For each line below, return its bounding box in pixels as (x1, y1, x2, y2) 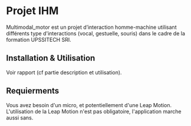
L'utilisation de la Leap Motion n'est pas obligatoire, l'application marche (6, 108, 182, 115)
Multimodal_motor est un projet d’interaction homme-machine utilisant (6, 24, 177, 31)
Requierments (6, 86, 60, 96)
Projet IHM (6, 4, 59, 18)
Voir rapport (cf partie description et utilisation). (6, 69, 122, 76)
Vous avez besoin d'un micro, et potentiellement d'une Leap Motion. (6, 101, 172, 108)
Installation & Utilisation (6, 53, 95, 63)
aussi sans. (6, 114, 34, 121)
